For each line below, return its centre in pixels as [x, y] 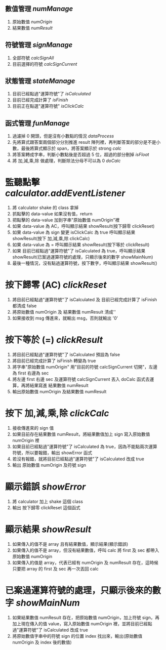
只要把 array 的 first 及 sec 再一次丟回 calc [55, 569]
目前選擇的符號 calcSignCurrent [45, 64]
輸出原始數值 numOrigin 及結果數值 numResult [59, 392]
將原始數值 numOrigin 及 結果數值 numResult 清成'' [64, 312]
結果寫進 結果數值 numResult [59, 386]
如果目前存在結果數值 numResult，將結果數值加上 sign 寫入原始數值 [81, 434]
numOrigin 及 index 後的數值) [42, 642]
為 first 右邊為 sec [30, 373]
